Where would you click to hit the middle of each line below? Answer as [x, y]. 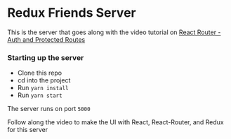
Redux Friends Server [72, 13]
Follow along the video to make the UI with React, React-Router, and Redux [116, 122]
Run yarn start [40, 95]
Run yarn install [43, 88]
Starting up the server [46, 57]
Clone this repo [39, 73]
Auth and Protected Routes [46, 39]
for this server [28, 130]
